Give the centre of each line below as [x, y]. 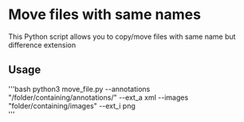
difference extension [42, 44]
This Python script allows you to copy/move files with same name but [122, 36]
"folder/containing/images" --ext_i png [72, 105]
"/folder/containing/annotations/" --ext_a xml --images [98, 97]
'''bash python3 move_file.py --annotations [79, 89]
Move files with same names [105, 15]
